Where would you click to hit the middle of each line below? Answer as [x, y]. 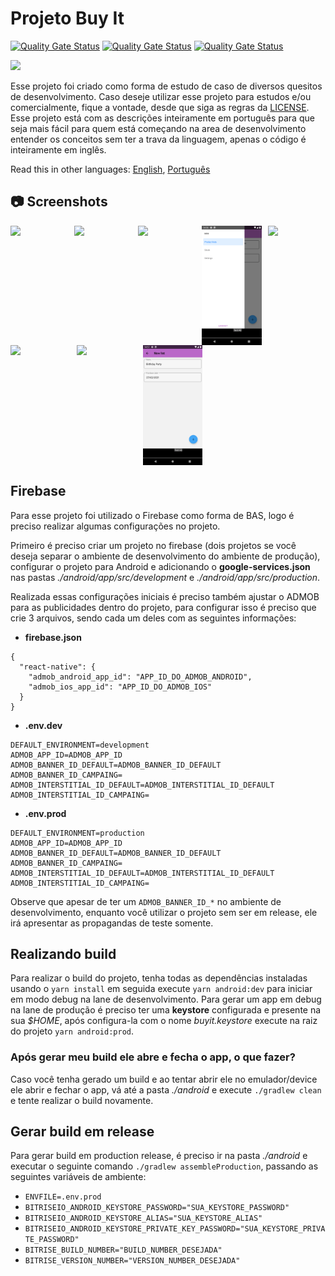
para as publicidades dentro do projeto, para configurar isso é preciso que [163, 607]
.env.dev [43, 725]
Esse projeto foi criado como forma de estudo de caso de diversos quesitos [166, 86]
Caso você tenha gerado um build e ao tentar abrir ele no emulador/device [164, 1079]
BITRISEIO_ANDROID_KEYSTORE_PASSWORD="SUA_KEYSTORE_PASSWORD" [157, 1208]
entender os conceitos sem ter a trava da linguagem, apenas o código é [158, 139]
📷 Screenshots [59, 202]
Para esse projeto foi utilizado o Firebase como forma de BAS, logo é [152, 515]
